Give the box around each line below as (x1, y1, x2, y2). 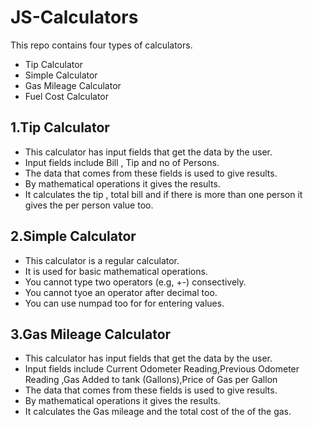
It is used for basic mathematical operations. (24, 265, 208, 277)
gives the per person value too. (24, 199, 154, 211)
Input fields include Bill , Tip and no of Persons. (24, 156, 220, 168)
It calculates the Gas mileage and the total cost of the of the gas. (24, 406, 292, 418)
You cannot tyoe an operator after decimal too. (24, 286, 218, 298)
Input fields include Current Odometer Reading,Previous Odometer (24, 363, 300, 375)
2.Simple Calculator (10, 228, 137, 245)
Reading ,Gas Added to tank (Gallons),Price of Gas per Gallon (24, 374, 278, 386)
